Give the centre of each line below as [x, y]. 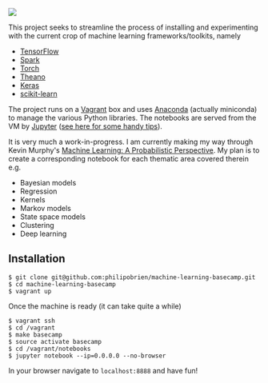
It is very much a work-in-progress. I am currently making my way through [131, 142]
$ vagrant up [30, 291]
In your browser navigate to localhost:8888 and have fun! [103, 370]
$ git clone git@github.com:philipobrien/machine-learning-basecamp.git [132, 277]
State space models [53, 217]
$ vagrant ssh [32, 321]
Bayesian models [48, 183]
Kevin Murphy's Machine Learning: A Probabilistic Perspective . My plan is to [134, 150]
